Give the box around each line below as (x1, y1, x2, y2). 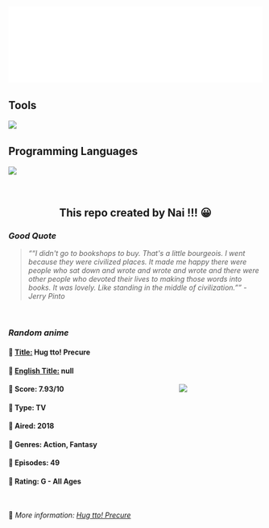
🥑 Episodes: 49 (8, 458, 60, 467)
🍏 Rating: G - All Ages (8, 476, 82, 486)
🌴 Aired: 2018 (8, 421, 55, 431)
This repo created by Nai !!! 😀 (59, 206, 212, 220)
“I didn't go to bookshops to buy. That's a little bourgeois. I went (31, 249, 246, 258)
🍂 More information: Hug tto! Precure (8, 510, 131, 520)
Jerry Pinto (27, 291, 66, 301)
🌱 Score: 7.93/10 (8, 384, 64, 394)
